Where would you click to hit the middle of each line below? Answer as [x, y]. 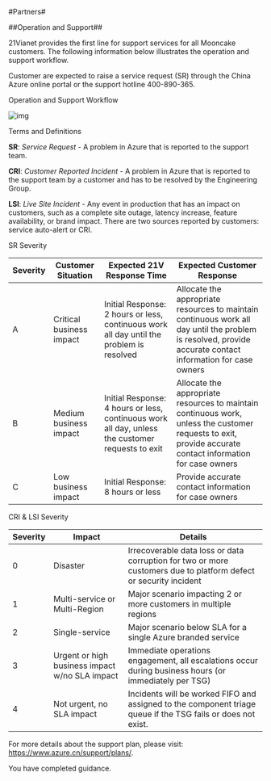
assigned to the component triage [192, 704]
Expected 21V [136, 265]
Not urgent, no [81, 704]
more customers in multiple [179, 604]
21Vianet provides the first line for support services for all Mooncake [122, 43]
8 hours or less [132, 492]
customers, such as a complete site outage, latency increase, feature [123, 212]
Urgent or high [81, 655]
